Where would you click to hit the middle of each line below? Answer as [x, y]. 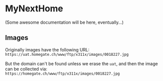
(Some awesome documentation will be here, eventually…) [65, 22]
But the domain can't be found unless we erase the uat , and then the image [81, 63]
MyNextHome [34, 9]
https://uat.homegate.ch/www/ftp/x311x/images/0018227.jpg [67, 54]
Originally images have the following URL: [47, 49]
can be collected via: [26, 69]
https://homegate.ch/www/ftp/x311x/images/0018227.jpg [63, 74]
